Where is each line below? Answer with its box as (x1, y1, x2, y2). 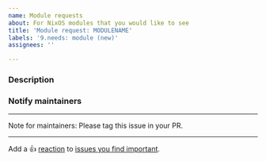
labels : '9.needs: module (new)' (8, 33, 119, 42)
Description (8, 75, 55, 86)
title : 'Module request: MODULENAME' (8, 26, 133, 34)
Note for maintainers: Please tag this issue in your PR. (8, 121, 184, 131)
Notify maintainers (8, 95, 82, 106)
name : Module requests (8, 11, 83, 20)
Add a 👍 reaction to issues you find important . (8, 144, 161, 154)
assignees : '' (8, 41, 55, 49)
